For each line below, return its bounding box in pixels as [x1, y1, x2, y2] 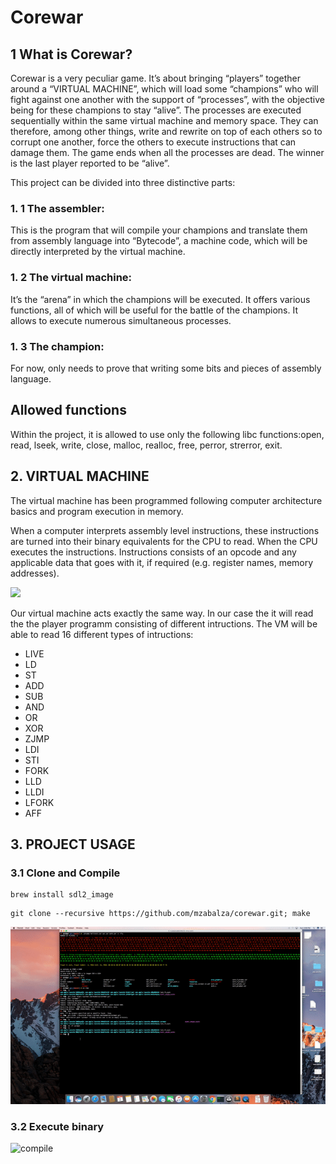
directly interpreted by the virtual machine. [10, 246, 186, 258]
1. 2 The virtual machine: [10, 271, 133, 285]
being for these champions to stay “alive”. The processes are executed [10, 104, 302, 116]
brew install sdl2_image [10, 890, 114, 900]
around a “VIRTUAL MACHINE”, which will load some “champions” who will [10, 83, 319, 95]
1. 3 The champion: [10, 339, 105, 353]
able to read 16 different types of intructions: [10, 628, 194, 640]
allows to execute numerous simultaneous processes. [10, 314, 232, 326]
